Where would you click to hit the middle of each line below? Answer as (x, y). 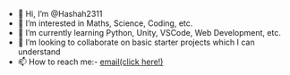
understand (39, 52)
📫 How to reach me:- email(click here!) (90, 62)
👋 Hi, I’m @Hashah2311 (60, 14)
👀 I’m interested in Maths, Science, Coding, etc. (105, 23)
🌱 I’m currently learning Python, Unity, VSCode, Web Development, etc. (149, 33)
